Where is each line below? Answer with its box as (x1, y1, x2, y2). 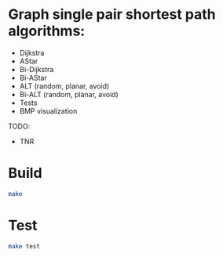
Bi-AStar (19, 73, 47, 82)
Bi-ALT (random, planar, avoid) (19, 89, 119, 99)
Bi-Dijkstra (19, 64, 54, 74)
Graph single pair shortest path (8, 5, 216, 24)
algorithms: (8, 22, 86, 40)
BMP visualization (19, 106, 78, 115)
